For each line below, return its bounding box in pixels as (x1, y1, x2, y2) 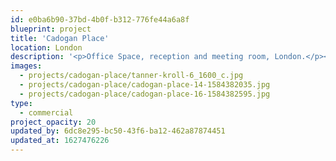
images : (10, 61, 43, 71)
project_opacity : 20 (10, 117, 97, 127)
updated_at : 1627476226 (10, 136, 110, 146)
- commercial (19, 107, 74, 118)
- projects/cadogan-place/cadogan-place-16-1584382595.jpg (19, 89, 271, 99)
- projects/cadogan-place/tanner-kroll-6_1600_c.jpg (19, 71, 244, 81)
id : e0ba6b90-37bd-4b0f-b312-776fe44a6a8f (10, 14, 190, 25)
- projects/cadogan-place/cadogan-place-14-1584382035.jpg (19, 80, 271, 90)
